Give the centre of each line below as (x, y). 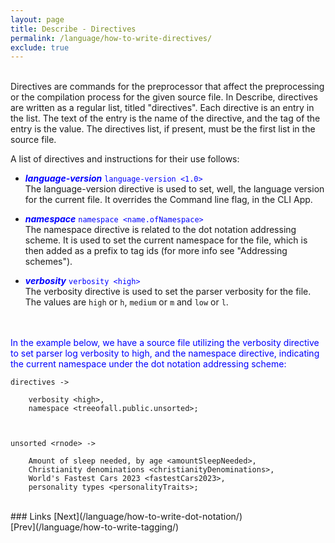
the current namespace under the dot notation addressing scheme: (148, 364)
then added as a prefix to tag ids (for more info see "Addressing (156, 251)
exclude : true (40, 47)
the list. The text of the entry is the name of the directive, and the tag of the (165, 118)
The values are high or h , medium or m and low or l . (126, 302)
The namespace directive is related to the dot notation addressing (160, 230)
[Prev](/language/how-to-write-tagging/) (95, 527)
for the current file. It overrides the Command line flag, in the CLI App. (168, 200)
